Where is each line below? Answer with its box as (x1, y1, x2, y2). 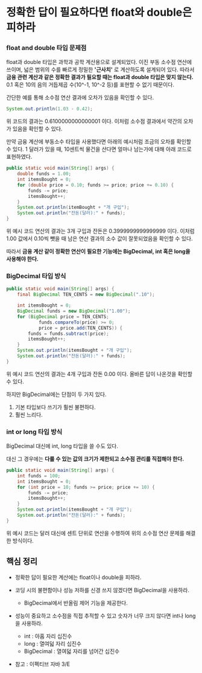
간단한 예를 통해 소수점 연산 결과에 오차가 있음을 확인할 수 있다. (6, 94, 154, 101)
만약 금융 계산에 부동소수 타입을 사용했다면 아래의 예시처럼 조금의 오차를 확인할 (6, 138, 192, 145)
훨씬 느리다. (14, 411, 43, 418)
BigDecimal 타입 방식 (6, 272, 66, 281)
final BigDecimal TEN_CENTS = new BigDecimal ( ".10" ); (17, 292, 155, 298)
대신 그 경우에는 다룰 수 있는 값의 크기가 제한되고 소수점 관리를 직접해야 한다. (6, 455, 185, 462)
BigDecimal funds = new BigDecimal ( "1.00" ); (17, 308, 131, 314)
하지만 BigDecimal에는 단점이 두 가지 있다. (6, 391, 107, 398)
